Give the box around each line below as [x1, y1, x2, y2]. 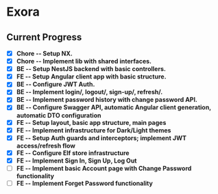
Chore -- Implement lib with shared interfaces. [16, 57, 152, 66]
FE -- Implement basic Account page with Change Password [16, 164, 192, 172]
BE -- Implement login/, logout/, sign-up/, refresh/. [16, 88, 163, 96]
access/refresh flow [16, 141, 76, 150]
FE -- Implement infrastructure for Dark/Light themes [16, 126, 171, 134]
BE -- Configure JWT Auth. [16, 80, 95, 89]
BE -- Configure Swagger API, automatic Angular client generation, [16, 103, 212, 111]
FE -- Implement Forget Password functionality [16, 179, 154, 187]
